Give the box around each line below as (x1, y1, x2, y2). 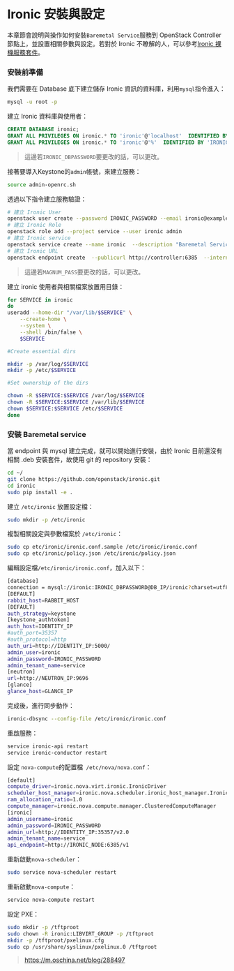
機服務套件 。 (7, 48, 44, 57)
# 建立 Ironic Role (7, 221, 62, 229)
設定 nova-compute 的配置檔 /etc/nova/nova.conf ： (7, 762, 152, 771)
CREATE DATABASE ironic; (7, 126, 79, 133)
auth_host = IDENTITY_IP (7, 623, 73, 630)
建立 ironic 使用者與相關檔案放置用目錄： (7, 282, 125, 290)
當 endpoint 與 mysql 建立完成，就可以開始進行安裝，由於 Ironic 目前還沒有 (7, 447, 223, 455)
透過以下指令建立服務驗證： (7, 195, 87, 203)
